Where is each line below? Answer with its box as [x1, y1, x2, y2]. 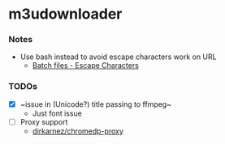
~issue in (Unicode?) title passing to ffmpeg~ [19, 99, 172, 109]
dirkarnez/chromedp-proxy [32, 126, 124, 136]
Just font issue [32, 108, 83, 118]
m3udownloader [8, 5, 123, 23]
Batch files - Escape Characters [32, 61, 140, 70]
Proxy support [19, 116, 68, 126]
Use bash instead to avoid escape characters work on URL [19, 52, 217, 61]
